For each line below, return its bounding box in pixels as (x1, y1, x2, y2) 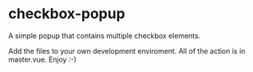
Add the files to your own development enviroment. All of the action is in (8, 46, 246, 55)
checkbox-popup (8, 5, 125, 23)
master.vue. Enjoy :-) (8, 55, 77, 64)
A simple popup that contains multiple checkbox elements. (8, 31, 201, 40)
